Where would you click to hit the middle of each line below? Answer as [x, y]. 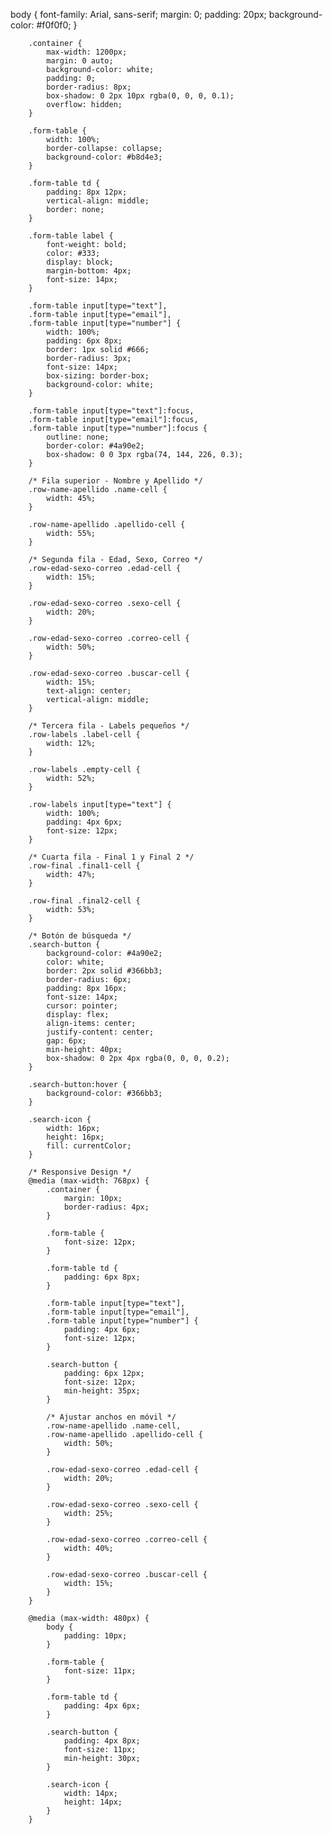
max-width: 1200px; [87, 52]
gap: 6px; [66, 1041]
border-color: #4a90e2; [95, 446]
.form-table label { [71, 236]
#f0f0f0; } [57, 25]
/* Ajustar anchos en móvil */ [111, 1417]
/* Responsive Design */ [80, 1172]
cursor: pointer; [82, 1006]
